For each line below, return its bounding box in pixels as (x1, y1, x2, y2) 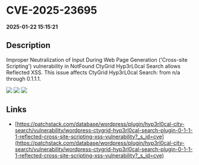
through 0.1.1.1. (6, 75, 42, 82)
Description (6, 40, 50, 50)
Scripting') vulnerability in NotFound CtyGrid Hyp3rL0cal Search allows (6, 62, 181, 69)
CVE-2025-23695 (6, 4, 97, 17)
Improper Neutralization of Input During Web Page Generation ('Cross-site (6, 56, 188, 63)
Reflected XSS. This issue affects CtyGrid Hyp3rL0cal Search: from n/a (6, 69, 181, 76)
